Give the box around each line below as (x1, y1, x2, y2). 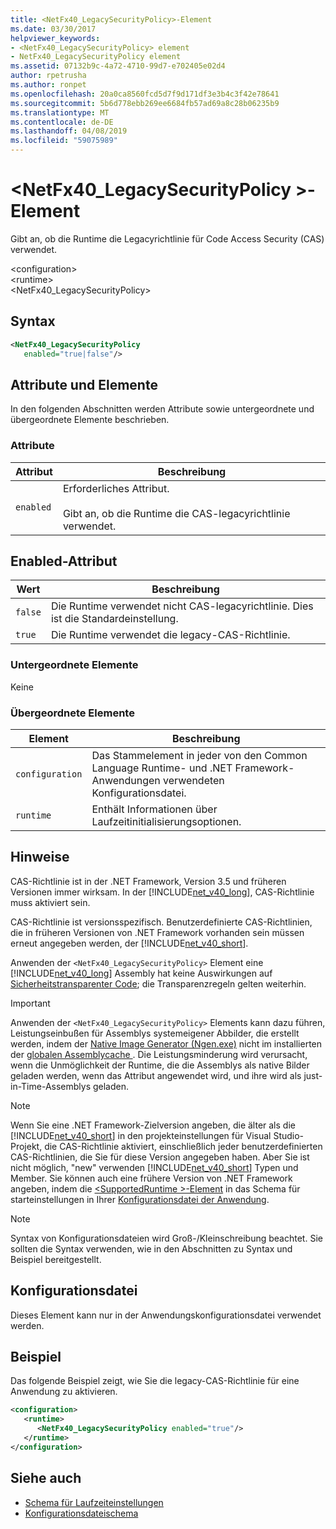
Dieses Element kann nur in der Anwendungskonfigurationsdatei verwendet (10, 1309, 322, 1321)
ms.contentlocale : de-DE (10, 117, 114, 127)
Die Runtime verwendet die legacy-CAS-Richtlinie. (50, 628, 291, 642)
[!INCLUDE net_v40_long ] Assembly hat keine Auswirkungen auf (10, 967, 273, 979)
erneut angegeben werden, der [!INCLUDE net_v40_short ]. (10, 937, 249, 949)
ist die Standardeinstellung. (50, 612, 179, 626)
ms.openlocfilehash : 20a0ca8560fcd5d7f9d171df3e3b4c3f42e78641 (10, 89, 280, 99)
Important (10, 997, 51, 1009)
